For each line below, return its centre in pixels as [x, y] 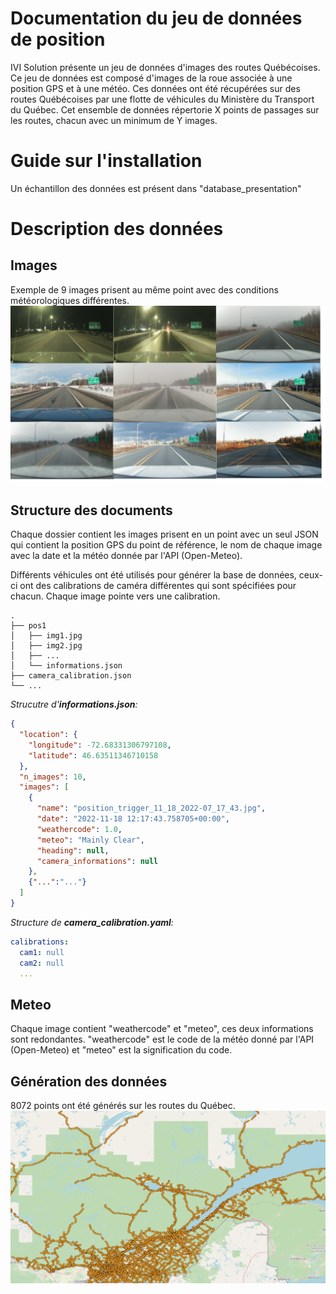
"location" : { [48, 735]
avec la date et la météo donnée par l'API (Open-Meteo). [126, 556]
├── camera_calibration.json [71, 676]
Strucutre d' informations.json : [74, 704]
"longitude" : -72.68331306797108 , [100, 745]
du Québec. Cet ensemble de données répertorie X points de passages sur [165, 109]
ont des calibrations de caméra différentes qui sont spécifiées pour [158, 586]
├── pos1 [28, 626]
